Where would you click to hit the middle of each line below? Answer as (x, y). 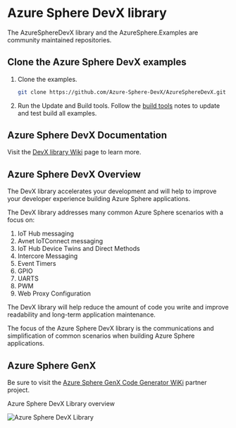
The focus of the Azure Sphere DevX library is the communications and (111, 329)
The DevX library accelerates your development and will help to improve (112, 191)
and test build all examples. (57, 113)
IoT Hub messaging (45, 233)
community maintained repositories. (60, 39)
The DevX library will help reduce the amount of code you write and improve (118, 307)
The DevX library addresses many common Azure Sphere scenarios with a (116, 212)
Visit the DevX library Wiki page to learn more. (74, 152)
